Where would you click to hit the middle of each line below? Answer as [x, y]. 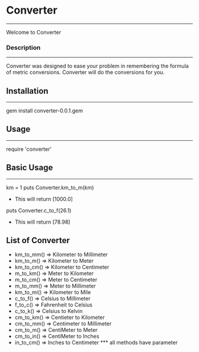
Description [23, 47]
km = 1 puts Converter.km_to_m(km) [50, 188]
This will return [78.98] [42, 222]
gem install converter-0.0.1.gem [44, 111]
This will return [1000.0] [44, 199]
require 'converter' [29, 149]
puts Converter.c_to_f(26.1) [39, 210]
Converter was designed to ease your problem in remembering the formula [97, 66]
